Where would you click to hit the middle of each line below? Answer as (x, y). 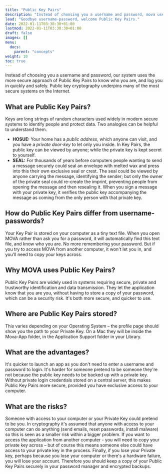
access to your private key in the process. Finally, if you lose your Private (80, 450)
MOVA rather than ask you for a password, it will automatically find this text (82, 238)
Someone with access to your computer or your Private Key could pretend (81, 418)
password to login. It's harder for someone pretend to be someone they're (81, 369)
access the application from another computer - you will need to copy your (82, 440)
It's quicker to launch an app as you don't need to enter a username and (79, 364)
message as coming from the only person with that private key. (77, 197)
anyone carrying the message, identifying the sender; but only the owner (87, 176)
